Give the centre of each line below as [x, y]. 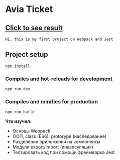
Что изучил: [18, 121]
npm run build [20, 112]
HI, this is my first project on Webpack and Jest [59, 39]
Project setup [27, 54]
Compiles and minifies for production [51, 102]
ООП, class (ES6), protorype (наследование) [59, 136]
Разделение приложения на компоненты [56, 142]
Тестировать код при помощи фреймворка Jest [64, 152]
